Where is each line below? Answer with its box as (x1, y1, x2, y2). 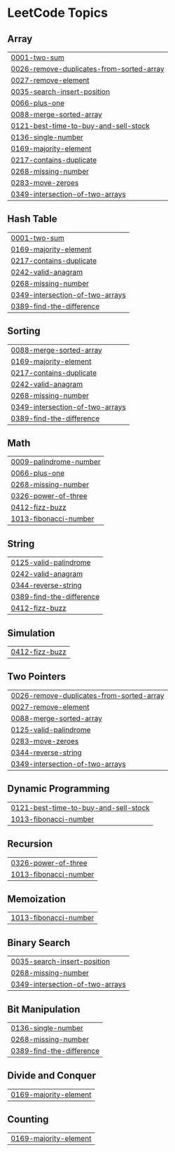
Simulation (7, 627, 55, 639)
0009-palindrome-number (10, 457, 101, 467)
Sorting (7, 325, 41, 337)
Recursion (7, 838, 53, 850)
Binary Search (7, 937, 71, 949)
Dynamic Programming (7, 783, 110, 795)
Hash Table (7, 213, 57, 225)
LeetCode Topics (7, 5, 108, 21)
